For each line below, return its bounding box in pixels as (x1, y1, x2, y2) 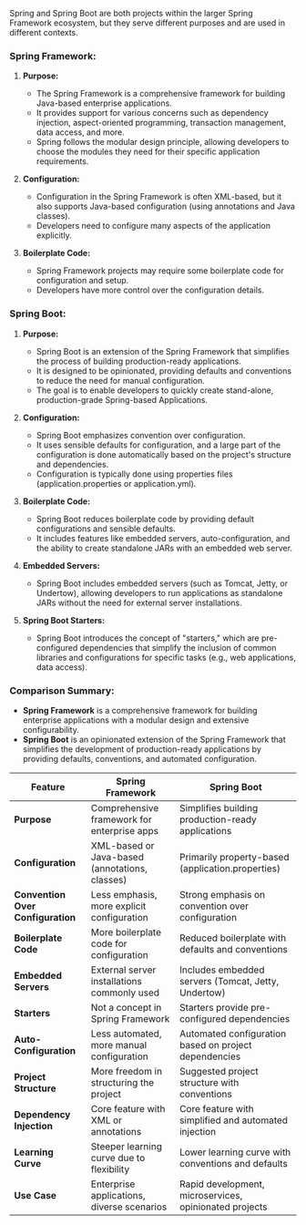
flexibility (90, 1162, 130, 1175)
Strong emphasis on (178, 888, 266, 901)
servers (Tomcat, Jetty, (178, 974, 280, 987)
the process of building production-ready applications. (36, 355, 241, 366)
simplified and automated (178, 1114, 289, 1127)
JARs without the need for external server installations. (36, 597, 243, 608)
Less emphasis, (90, 888, 158, 901)
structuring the (90, 1076, 155, 1088)
